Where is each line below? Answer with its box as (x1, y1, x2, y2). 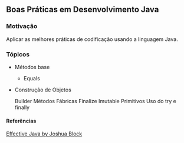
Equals (23, 74, 40, 81)
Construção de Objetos (14, 86, 72, 93)
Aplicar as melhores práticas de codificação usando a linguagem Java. (6, 35, 178, 43)
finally (14, 104, 30, 111)
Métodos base (14, 63, 50, 70)
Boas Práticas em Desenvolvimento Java (6, 5, 159, 15)
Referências (6, 117, 37, 124)
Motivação (6, 22, 38, 30)
